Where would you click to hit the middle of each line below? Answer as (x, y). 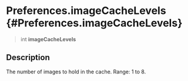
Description (28, 57)
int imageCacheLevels (48, 39)
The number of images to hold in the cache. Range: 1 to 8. (76, 72)
